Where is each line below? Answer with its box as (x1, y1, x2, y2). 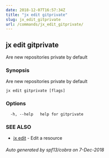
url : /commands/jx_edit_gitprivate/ (6, 21, 84, 27)
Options (6, 100, 26, 107)
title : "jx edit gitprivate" (6, 12, 68, 17)
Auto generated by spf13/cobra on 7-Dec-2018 (6, 146, 104, 153)
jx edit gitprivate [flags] (6, 88, 66, 93)
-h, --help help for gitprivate (10, 112, 84, 117)
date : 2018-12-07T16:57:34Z (6, 7, 66, 13)
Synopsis (6, 67, 30, 74)
